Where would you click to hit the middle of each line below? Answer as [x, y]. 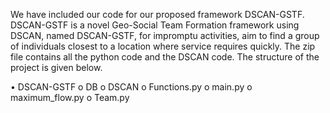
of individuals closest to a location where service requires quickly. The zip [163, 46]
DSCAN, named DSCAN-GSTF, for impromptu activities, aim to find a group [165, 35]
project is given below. [56, 67]
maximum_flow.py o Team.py [70, 97]
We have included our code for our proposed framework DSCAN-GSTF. [157, 14]
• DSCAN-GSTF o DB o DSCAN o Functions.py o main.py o [131, 87]
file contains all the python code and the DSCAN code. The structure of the [165, 57]
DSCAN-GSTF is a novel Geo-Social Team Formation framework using [155, 25]
